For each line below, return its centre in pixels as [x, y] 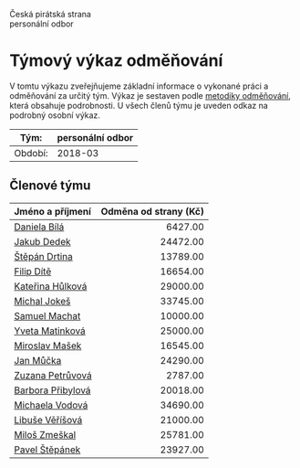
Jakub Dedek [42, 241]
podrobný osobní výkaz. [55, 115]
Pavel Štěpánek [47, 450]
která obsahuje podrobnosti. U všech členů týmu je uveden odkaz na [139, 105]
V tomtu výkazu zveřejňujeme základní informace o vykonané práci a [139, 86]
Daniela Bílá [39, 227]
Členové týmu [50, 186]
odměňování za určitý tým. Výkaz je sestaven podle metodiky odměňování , [150, 95]
